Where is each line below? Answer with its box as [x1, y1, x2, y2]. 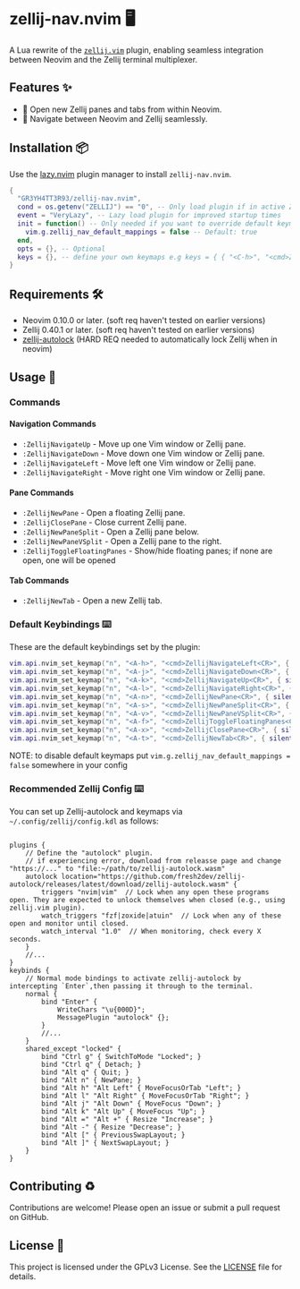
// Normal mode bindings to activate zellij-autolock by [25, 974, 242, 983]
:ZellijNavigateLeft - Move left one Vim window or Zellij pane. [21, 457, 256, 468]
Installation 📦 [9, 141, 89, 156]
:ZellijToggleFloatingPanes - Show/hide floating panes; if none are [21, 545, 273, 556]
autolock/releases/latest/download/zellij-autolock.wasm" [9, 880, 229, 889]
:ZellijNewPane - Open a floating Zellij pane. [21, 507, 186, 517]
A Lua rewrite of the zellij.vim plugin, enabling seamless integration [9, 44, 263, 55]
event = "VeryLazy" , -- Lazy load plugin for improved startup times [17, 211, 281, 220]
